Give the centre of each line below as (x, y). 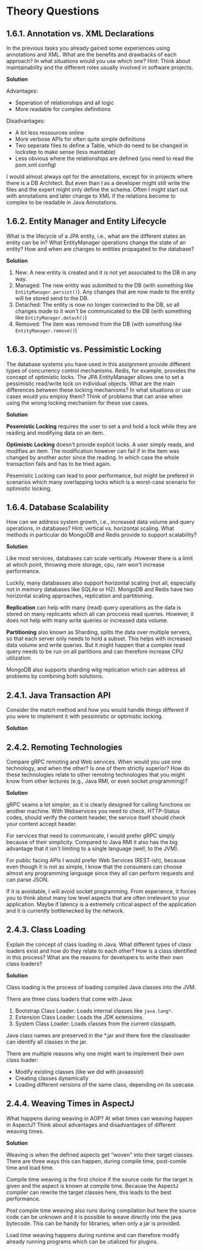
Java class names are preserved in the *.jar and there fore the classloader (98, 1035)
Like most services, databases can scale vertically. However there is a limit (100, 558)
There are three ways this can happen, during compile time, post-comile (96, 1161)
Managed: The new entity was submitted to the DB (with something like (104, 285)
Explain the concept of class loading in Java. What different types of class (99, 944)
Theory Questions (53, 11)
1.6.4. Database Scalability (58, 508)
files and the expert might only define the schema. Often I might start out (97, 189)
